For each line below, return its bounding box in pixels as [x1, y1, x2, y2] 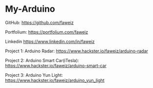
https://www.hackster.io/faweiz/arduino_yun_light [5, 77, 105, 83]
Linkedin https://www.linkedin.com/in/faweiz [5, 38, 95, 44]
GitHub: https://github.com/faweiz [5, 20, 74, 25]
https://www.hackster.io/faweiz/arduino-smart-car [5, 63, 107, 68]
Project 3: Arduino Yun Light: [5, 72, 63, 78]
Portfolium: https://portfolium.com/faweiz [5, 29, 88, 35]
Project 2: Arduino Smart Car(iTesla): [5, 57, 79, 63]
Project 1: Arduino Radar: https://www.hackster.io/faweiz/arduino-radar [5, 48, 148, 54]
